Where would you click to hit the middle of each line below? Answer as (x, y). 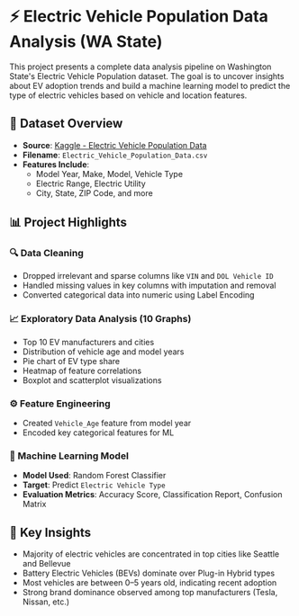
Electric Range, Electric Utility (91, 183)
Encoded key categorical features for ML (98, 433)
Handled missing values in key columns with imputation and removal (149, 286)
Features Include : (56, 164)
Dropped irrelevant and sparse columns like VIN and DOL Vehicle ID (148, 276)
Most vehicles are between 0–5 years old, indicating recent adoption (149, 583)
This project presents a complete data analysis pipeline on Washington (140, 67)
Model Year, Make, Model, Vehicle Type (109, 174)
